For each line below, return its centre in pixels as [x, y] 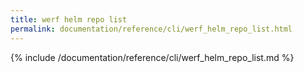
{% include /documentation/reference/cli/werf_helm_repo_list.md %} [152, 57]
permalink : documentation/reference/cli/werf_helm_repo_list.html [151, 29]
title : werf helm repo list [69, 19]
